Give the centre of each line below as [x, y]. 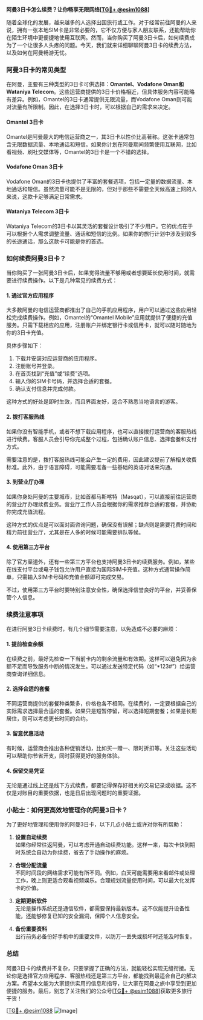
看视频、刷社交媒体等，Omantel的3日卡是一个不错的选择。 [79, 152]
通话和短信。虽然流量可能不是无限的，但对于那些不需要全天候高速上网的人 [104, 189]
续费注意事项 [25, 615]
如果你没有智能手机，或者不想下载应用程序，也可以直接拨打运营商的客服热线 [101, 431]
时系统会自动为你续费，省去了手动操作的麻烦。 [73, 852]
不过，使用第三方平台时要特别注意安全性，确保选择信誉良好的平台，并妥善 [99, 590]
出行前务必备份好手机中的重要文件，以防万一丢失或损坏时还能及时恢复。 [105, 936]
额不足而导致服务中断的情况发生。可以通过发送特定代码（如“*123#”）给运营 [101, 666]
